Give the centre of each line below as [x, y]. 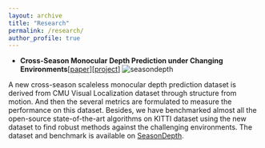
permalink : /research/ [46, 30]
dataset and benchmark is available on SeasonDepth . [96, 136]
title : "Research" [39, 23]
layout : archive [35, 16]
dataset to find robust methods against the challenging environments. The [130, 127]
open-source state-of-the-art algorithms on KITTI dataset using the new [127, 119]
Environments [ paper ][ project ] [70, 70]
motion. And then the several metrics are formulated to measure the [120, 102]
